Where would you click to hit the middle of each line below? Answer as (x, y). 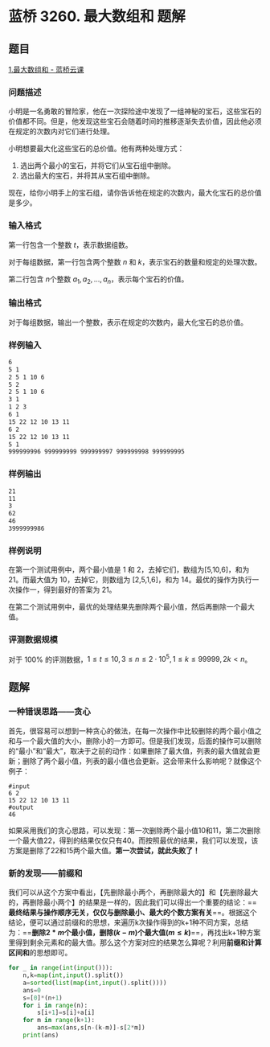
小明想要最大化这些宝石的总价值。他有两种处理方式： (96, 149)
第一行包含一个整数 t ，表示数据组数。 (70, 244)
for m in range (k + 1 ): (59, 1020)
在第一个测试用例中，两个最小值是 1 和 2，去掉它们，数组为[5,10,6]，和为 (129, 570)
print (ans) (41, 1035)
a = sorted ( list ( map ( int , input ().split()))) (95, 983)
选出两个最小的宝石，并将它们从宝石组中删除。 (97, 166)
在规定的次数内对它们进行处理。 (61, 131)
